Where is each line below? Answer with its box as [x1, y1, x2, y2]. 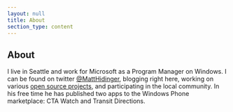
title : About [7, 17, 45, 24]
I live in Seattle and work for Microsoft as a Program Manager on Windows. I [7, 67, 227, 76]
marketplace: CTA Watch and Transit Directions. [7, 97, 146, 105]
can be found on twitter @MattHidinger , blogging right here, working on [7, 74, 214, 83]
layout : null [7, 10, 45, 17]
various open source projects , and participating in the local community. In [7, 82, 220, 90]
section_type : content [7, 23, 73, 30]
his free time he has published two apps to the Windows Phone [7, 90, 190, 98]
